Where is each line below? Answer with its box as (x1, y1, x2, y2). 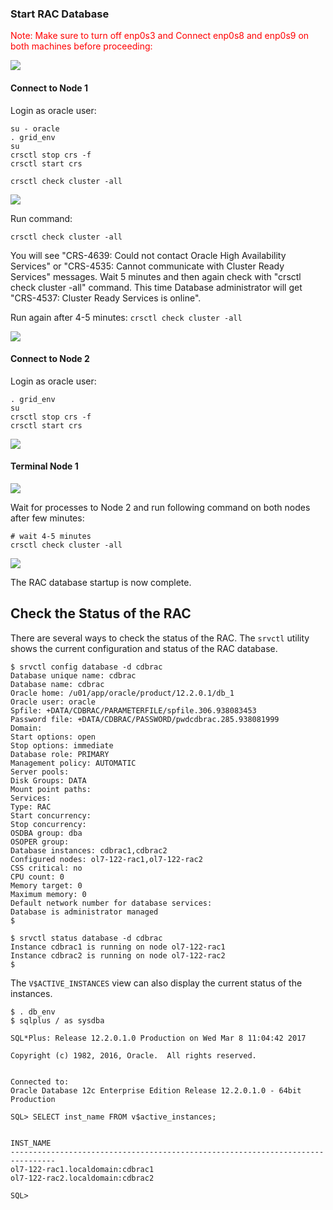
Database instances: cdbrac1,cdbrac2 (10, 845, 168, 856)
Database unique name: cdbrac (10, 670, 137, 681)
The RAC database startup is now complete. (10, 576, 192, 588)
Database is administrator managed (10, 907, 159, 917)
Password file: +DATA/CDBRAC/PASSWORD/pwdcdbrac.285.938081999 (10, 714, 280, 724)
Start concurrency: (10, 810, 92, 821)
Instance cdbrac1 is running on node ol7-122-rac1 (10, 942, 226, 952)
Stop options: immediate (10, 740, 114, 751)
